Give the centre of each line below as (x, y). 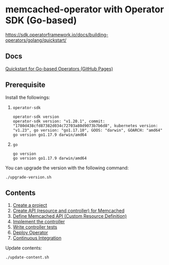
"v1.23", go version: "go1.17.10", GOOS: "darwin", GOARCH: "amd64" (88, 130)
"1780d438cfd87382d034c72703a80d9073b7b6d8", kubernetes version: (85, 126)
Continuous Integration (37, 238)
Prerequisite (25, 85)
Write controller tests (35, 227)
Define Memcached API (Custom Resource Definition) (70, 216)
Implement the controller (39, 222)
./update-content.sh (27, 258)
